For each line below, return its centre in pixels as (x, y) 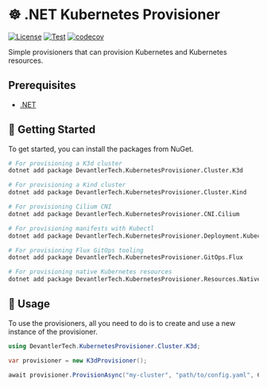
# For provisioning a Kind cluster (67, 185)
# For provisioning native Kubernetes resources (90, 272)
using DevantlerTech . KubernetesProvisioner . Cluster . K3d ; (104, 346)
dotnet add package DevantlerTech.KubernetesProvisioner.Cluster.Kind (128, 192)
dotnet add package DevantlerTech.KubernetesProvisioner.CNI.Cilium (124, 214)
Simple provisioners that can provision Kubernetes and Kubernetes (118, 52)
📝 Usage (29, 304)
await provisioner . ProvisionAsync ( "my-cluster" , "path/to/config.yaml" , (131, 375)
